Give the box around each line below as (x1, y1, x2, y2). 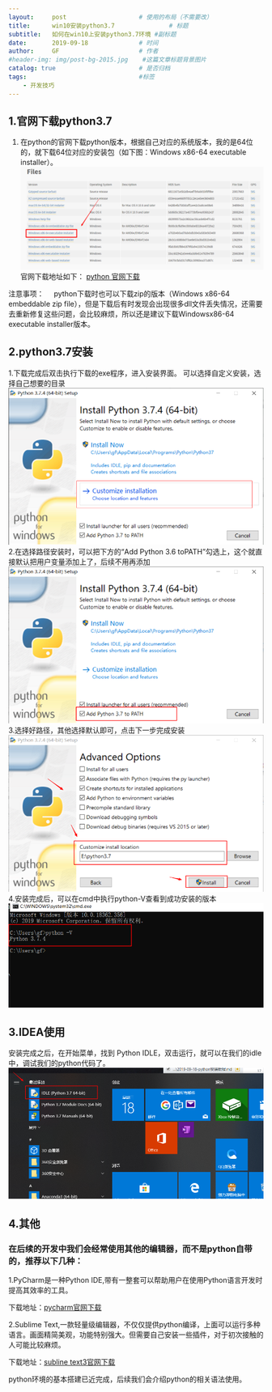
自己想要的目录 (15, 378, 66, 388)
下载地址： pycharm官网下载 (8, 1302, 102, 1312)
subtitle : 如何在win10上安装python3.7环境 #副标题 (8, 30, 176, 38)
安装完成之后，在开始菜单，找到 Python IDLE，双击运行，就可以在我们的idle (8, 1048, 262, 1058)
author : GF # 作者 (8, 47, 159, 56)
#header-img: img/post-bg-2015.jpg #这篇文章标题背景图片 (8, 56, 206, 64)
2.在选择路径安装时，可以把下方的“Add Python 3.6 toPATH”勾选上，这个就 (8, 546, 256, 556)
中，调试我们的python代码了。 (8, 1059, 110, 1068)
